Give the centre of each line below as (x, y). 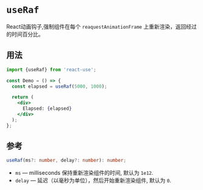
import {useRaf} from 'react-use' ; (51, 69)
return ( (23, 97)
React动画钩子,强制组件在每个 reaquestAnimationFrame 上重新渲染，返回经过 (101, 26)
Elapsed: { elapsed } (47, 109)
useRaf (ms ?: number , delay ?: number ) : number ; (66, 160)
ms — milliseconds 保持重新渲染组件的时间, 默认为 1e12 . (84, 173)
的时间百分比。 (25, 34)
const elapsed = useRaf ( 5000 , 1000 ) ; (60, 86)
